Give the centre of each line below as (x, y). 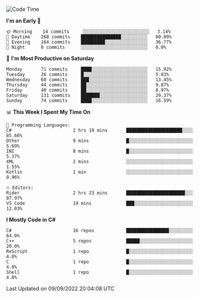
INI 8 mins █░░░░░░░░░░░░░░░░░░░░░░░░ (100, 151)
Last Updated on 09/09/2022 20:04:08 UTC (60, 288)
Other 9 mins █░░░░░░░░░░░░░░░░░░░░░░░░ (100, 141)
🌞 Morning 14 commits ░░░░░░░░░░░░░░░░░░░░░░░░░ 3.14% (88, 32)
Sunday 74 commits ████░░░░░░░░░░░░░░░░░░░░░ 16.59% (89, 101)
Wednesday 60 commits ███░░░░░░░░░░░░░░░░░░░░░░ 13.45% (89, 80)
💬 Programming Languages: (38, 125)
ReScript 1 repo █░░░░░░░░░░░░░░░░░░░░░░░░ (100, 252)
